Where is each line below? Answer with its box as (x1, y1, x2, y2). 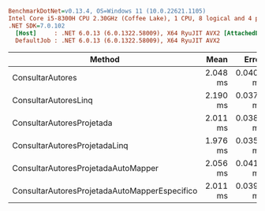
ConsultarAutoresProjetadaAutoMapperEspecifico (12, 186, 198, 197)
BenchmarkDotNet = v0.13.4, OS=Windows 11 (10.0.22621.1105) (8, 7, 207, 15)
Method (89, 54, 120, 65)
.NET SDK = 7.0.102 (8, 21, 65, 30)
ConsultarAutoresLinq (12, 95, 93, 106)
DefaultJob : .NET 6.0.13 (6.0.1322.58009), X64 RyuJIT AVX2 (15, 36, 221, 44)
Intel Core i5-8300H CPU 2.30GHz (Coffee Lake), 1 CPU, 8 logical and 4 (8, 14, 252, 22)
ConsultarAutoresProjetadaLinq (12, 140, 129, 151)
